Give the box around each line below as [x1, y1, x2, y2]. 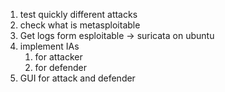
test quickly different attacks [19, 9, 138, 20]
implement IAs [19, 40, 80, 52]
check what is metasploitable [19, 19, 141, 31]
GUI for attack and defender [19, 72, 136, 84]
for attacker [34, 51, 83, 63]
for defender [34, 62, 87, 73]
